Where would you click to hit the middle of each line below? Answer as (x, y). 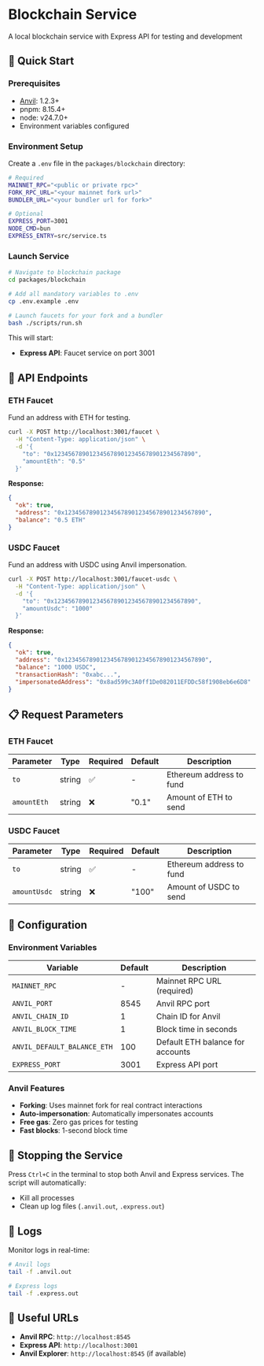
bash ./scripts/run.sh (45, 323)
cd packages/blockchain (47, 280)
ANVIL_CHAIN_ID (40, 1017)
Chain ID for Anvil (188, 1016)
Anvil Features (37, 1089)
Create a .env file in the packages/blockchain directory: (97, 163)
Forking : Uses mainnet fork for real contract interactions (111, 1105)
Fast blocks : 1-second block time (73, 1130)
